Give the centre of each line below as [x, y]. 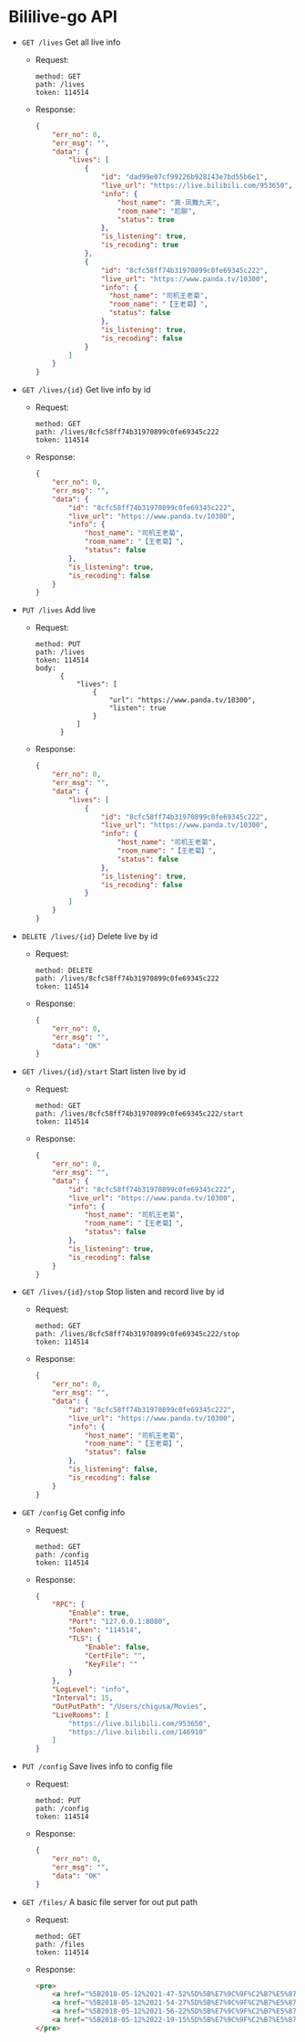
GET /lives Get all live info [71, 42]
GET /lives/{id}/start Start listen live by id [104, 1072]
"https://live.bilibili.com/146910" [137, 1732]
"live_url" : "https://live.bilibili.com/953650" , [197, 186]
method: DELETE [64, 970]
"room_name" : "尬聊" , [157, 211]
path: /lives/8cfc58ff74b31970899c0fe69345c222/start [139, 1114]
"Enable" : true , [99, 1613]
